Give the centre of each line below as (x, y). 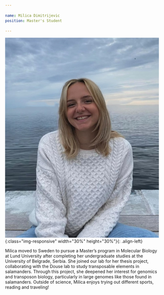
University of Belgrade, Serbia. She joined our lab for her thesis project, (77, 261)
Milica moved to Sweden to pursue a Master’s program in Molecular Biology (81, 250)
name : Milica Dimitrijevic (32, 15)
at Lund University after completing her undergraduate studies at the (74, 256)
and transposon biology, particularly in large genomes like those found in (78, 276)
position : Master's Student (34, 21)
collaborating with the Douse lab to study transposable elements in (72, 266)
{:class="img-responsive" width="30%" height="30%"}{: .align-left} (74, 241)
